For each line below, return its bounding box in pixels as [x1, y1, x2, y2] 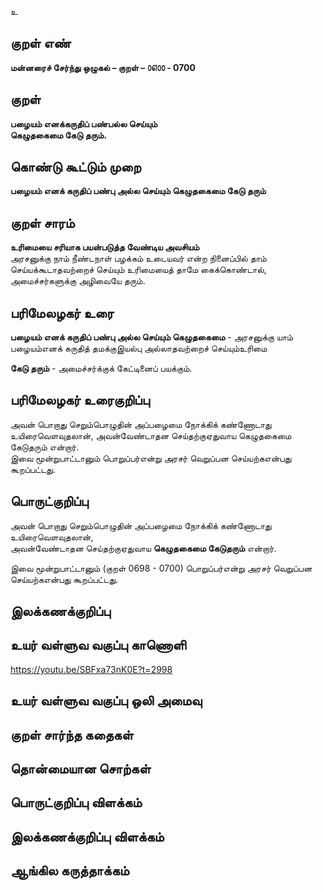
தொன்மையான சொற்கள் [10, 761, 152, 778]
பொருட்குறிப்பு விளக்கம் [10, 794, 143, 811]
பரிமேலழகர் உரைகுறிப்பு [10, 392, 150, 409]
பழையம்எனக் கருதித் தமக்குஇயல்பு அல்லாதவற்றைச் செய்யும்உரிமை [10, 342, 268, 355]
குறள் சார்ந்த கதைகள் [10, 726, 134, 743]
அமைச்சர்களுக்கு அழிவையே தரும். [10, 275, 146, 287]
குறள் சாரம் [10, 214, 75, 231]
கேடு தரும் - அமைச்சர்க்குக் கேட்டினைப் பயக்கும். [10, 362, 193, 375]
